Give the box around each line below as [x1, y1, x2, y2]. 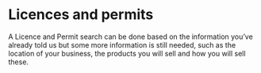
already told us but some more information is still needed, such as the [8, 40, 236, 49]
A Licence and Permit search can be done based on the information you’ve [8, 32, 254, 41]
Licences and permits [8, 6, 154, 24]
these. [8, 57, 29, 67]
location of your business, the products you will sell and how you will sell [8, 48, 246, 58]
